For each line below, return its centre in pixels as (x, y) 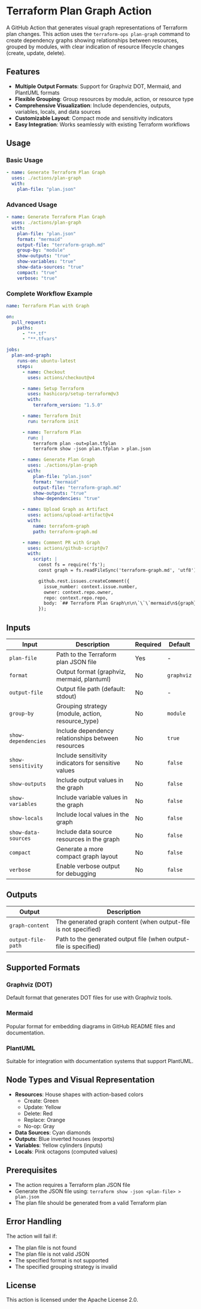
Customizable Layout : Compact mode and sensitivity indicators (94, 118)
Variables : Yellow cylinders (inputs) (59, 1145)
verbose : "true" (37, 278)
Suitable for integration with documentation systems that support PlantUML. (100, 1061)
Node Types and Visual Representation (80, 1080)
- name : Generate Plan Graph (58, 460)
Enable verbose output (88, 866)
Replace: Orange (45, 1119)
